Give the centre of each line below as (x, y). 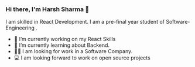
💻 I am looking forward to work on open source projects (82, 58)
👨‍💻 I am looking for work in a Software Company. (73, 51)
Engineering (20, 28)
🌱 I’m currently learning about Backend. (61, 45)
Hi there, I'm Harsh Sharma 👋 (47, 9)
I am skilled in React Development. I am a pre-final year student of (85, 22)
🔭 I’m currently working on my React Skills (65, 39)
